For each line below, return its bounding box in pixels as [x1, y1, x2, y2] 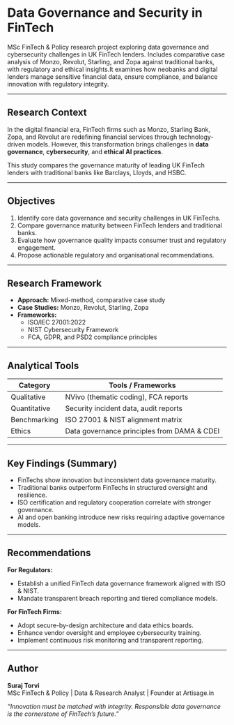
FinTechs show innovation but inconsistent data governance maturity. [17, 476, 217, 484]
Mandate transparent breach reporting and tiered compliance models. [17, 594, 218, 602]
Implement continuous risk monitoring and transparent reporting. [17, 636, 203, 644]
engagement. [17, 243, 56, 252]
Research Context [7, 107, 87, 119]
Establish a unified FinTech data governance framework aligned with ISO [17, 579, 226, 588]
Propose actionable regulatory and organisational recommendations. [17, 251, 214, 259]
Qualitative [10, 392, 46, 402]
